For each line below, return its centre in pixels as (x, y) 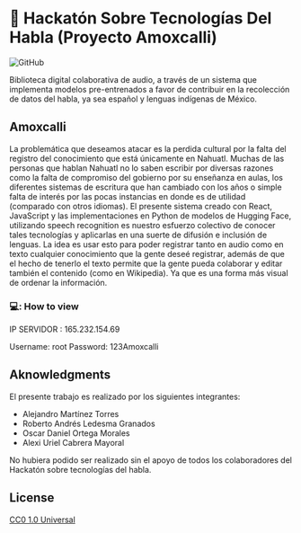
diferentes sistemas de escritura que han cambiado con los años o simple (146, 187)
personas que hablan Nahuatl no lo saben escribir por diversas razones (142, 168)
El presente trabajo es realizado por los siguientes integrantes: (125, 396)
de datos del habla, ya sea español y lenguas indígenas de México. (133, 99)
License (32, 498)
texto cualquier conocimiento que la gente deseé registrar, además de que (147, 253)
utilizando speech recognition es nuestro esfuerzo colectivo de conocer (142, 225)
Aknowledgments (60, 375)
